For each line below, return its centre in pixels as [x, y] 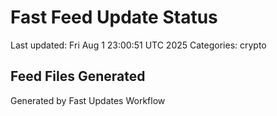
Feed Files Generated [78, 76]
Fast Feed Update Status [114, 17]
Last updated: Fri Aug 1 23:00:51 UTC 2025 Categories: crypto [138, 45]
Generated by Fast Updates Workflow [88, 100]
